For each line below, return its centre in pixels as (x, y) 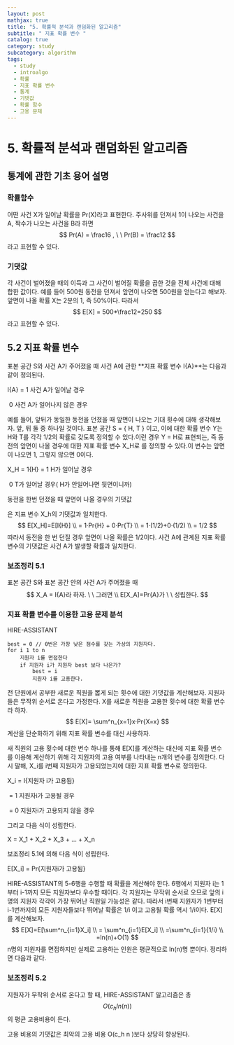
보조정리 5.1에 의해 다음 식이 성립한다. (58, 854)
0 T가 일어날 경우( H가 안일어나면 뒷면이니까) (71, 484)
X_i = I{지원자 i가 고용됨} (41, 781)
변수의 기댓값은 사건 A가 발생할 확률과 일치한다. (72, 546)
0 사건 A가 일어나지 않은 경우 (48, 404)
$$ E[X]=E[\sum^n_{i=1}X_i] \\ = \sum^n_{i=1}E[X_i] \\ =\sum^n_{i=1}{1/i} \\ (117, 930)
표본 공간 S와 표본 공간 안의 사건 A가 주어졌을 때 (73, 583)
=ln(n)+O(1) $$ (117, 937)
